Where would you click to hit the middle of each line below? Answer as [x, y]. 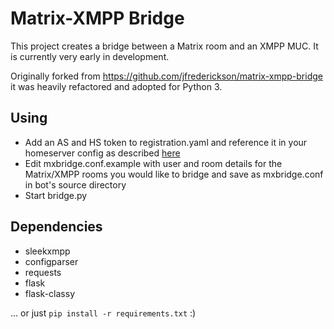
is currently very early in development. [90, 56]
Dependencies [56, 227]
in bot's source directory [75, 184]
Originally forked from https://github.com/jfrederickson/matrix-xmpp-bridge [166, 76]
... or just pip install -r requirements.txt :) [103, 313]
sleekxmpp [47, 251]
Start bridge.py [56, 195]
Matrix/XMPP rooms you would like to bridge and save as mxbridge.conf [174, 174]
